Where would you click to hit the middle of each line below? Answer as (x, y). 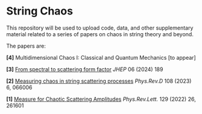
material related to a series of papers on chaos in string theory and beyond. (100, 34)
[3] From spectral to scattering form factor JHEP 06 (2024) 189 (85, 69)
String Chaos (40, 11)
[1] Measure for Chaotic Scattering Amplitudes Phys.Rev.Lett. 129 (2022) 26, (101, 99)
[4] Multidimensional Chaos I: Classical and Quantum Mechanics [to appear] (101, 57)
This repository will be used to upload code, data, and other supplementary (100, 28)
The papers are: (26, 46)
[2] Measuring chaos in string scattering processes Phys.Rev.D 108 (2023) (99, 81)
